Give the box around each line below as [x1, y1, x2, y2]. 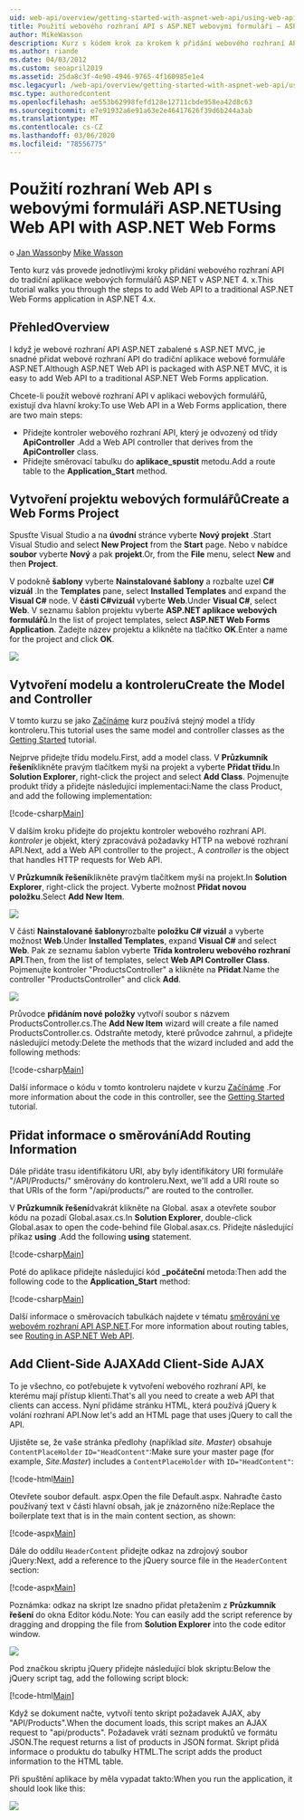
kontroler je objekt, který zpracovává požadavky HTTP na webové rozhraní [9, 835, 289, 847]
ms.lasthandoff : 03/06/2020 [9, 131, 116, 140]
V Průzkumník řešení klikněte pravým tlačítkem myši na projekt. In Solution [9, 872, 288, 883]
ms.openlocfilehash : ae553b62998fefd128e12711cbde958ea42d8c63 [9, 97, 253, 107]
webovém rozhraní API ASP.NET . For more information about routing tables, [9, 1320, 290, 1331]
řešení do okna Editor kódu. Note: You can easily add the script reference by [9, 1609, 293, 1620]
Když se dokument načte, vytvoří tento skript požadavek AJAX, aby [9, 1708, 261, 1719]
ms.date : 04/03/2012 [9, 55, 88, 64]
